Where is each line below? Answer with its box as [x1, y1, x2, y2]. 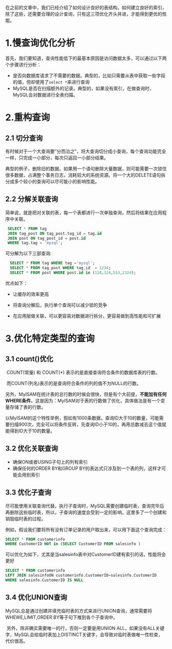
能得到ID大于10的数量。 [5, 428, 55, 434]
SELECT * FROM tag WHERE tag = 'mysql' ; [10, 261, 95, 266]
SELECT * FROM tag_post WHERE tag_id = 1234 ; [10, 265, 111, 271]
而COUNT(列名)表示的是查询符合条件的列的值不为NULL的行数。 [6, 380, 141, 386]
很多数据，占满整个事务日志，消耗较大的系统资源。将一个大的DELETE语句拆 [5, 171, 166, 178]
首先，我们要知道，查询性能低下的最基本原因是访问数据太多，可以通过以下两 [5, 55, 167, 61]
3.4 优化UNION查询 [5, 593, 68, 602]
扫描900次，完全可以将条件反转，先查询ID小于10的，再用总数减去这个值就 [9, 421, 166, 427]
